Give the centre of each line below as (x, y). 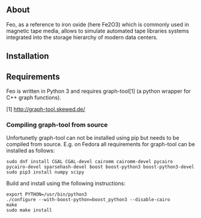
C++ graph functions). (34, 98)
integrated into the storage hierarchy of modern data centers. (82, 37)
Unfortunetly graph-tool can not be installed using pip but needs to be (93, 138)
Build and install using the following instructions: (66, 184)
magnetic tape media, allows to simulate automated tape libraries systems (97, 31)
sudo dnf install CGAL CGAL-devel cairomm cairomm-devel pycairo (89, 162)
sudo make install (29, 210)
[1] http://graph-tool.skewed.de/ (46, 109)
